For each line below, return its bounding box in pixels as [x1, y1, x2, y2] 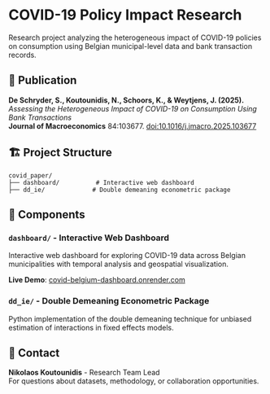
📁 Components [8, 208, 85, 221]
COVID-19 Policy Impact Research [8, 6, 242, 24]
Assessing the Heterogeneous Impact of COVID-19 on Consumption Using [8, 103, 258, 113]
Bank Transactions [8, 112, 72, 122]
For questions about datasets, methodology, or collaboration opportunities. [8, 376, 259, 386]
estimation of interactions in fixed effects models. [8, 322, 174, 332]
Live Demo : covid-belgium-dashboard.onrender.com [8, 275, 185, 285]
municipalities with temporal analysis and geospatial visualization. [8, 259, 229, 269]
